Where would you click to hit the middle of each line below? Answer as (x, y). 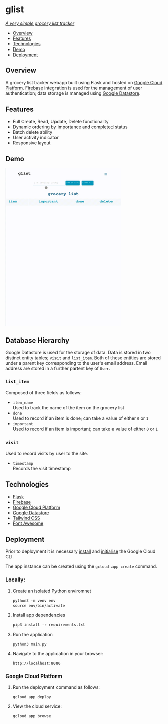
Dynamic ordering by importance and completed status (70, 127)
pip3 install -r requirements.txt (49, 625)
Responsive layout (32, 143)
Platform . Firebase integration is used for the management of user (74, 88)
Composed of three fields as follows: (43, 393)
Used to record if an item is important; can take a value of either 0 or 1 (85, 429)
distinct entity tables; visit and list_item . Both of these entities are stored (83, 358)
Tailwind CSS (26, 518)
